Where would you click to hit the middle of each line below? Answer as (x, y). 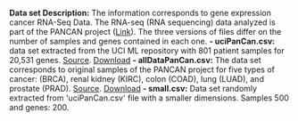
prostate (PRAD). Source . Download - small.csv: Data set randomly (133, 89)
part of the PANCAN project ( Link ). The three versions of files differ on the (145, 32)
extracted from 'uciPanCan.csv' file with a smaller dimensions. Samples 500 (149, 98)
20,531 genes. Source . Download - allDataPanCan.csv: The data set (135, 60)
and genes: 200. (39, 107)
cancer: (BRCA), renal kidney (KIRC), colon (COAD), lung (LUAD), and (137, 79)
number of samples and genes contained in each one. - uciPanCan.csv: (142, 41)
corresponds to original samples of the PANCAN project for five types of (142, 69)
